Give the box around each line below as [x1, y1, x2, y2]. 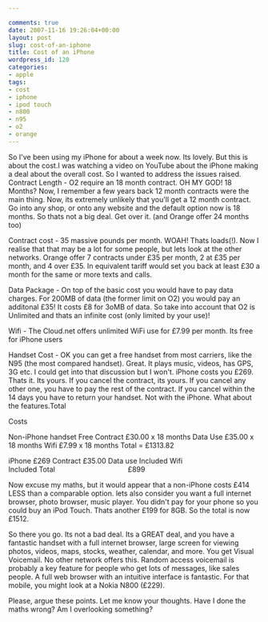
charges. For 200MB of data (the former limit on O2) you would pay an [8, 293, 241, 303]
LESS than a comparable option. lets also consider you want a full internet [8, 488, 252, 498]
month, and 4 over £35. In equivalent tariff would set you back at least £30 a [8, 261, 260, 270]
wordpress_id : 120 [8, 56, 70, 64]
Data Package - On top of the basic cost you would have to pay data [8, 285, 234, 294]
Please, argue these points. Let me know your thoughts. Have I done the [8, 596, 246, 605]
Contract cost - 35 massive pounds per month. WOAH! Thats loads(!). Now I [8, 235, 259, 245]
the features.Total [8, 401, 66, 410]
